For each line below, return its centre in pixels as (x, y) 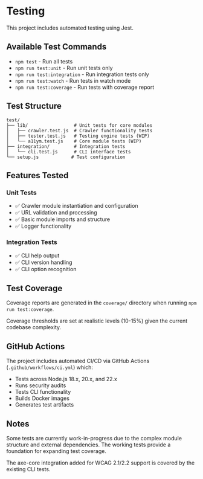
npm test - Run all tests (44, 61)
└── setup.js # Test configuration (66, 157)
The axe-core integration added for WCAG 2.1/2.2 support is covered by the (101, 463)
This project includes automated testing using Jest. (70, 28)
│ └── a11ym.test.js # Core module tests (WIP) (74, 141)
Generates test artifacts (44, 405)
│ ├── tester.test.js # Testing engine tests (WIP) (78, 136)
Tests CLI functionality (43, 392)
